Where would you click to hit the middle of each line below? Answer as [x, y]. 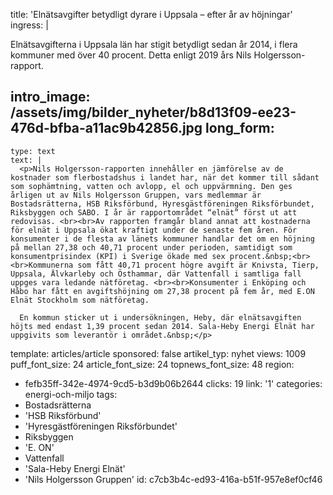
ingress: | [29, 25]
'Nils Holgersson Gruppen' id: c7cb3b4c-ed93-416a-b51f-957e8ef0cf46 [173, 479]
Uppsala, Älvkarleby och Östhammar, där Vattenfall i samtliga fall [156, 274]
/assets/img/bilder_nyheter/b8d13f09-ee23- [153, 112]
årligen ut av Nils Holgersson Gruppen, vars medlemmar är [136, 195]
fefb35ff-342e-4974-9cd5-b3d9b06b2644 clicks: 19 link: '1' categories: [173, 383]
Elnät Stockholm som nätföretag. [80, 300]
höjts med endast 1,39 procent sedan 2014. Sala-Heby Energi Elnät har [162, 326]
